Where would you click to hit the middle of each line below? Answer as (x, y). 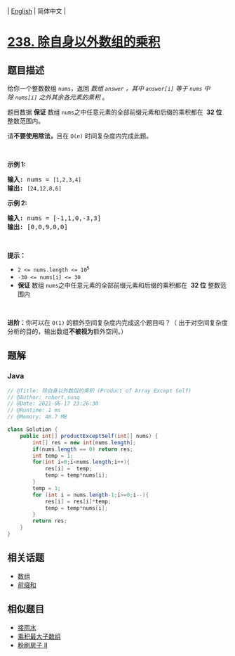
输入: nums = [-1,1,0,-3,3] (54, 218)
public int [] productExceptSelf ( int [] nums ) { (89, 436)
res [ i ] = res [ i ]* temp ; (78, 501)
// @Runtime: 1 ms (34, 411)
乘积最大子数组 (39, 636)
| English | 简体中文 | (37, 11)
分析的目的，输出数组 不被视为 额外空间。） (67, 331)
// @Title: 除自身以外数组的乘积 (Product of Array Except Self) (99, 391)
